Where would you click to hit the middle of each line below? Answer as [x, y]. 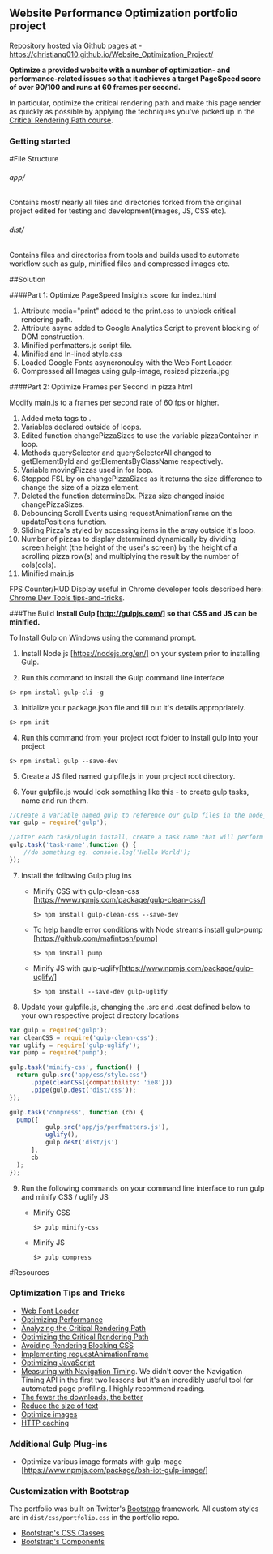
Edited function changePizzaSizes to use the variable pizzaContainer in [140, 435]
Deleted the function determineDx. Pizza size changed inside [123, 496]
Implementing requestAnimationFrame [85, 1354]
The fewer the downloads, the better [82, 1397]
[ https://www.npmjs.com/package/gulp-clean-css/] [119, 899]
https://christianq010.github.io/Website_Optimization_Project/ [111, 54]
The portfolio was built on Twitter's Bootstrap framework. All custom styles [134, 1509]
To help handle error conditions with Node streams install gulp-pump [148, 929]
